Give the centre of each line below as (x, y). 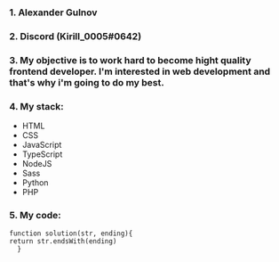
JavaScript (42, 145)
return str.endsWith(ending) (63, 242)
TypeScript (42, 154)
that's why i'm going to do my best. (87, 82)
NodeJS (37, 164)
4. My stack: (36, 106)
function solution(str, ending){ (71, 233)
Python (35, 183)
